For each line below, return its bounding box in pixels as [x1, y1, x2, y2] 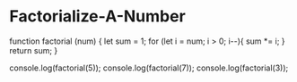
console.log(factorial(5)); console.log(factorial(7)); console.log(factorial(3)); [9, 62, 289, 73]
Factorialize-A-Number [9, 6, 186, 27]
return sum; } [9, 45, 58, 55]
